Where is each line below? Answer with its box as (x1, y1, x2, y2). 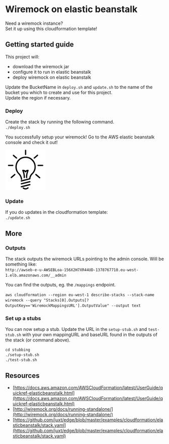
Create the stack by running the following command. (5, 119, 115, 125)
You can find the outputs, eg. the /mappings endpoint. (5, 282, 116, 288)
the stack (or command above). (5, 337, 71, 343)
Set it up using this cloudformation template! (5, 25, 97, 31)
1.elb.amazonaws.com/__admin (5, 273, 67, 278)
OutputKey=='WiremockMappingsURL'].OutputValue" (5, 303, 109, 309)
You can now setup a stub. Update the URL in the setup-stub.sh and (5, 326, 147, 332)
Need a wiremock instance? (5, 20, 63, 26)
